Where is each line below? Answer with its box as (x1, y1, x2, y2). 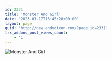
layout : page (5, 21, 32, 26)
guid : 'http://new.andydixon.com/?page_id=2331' (5, 26, 108, 31)
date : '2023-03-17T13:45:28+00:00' (5, 16, 79, 21)
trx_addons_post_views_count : (5, 30, 68, 35)
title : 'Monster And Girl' (5, 12, 61, 17)
